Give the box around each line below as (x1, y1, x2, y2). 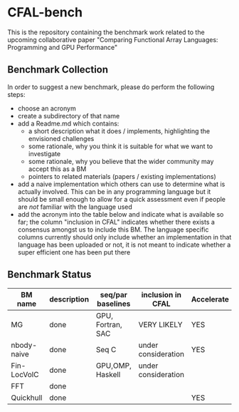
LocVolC (11, 369, 39, 379)
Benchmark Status (7, 269, 92, 281)
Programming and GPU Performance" (7, 43, 118, 51)
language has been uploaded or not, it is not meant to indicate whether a (17, 240, 231, 249)
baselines (97, 299, 131, 309)
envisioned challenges (28, 134, 95, 143)
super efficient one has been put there (17, 247, 131, 257)
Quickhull (11, 393, 43, 403)
